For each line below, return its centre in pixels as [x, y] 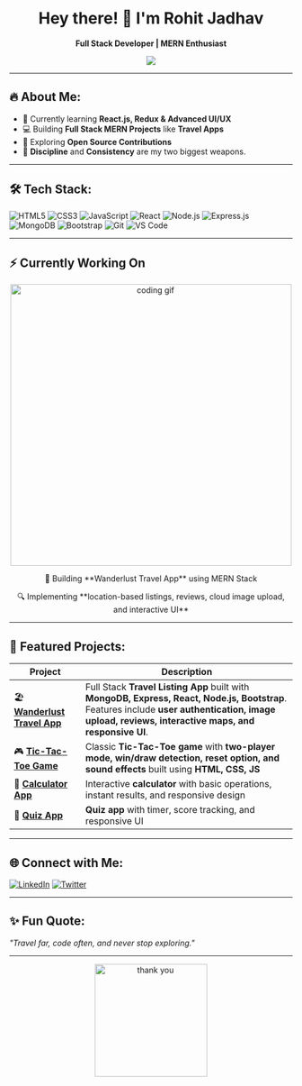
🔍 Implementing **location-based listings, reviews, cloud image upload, [151, 597]
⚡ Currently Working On [77, 263]
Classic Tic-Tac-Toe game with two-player [180, 747]
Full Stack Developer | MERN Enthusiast [151, 43]
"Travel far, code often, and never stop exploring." [102, 943]
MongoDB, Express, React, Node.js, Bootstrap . [186, 698]
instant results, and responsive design [165, 795]
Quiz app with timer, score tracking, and [170, 810]
